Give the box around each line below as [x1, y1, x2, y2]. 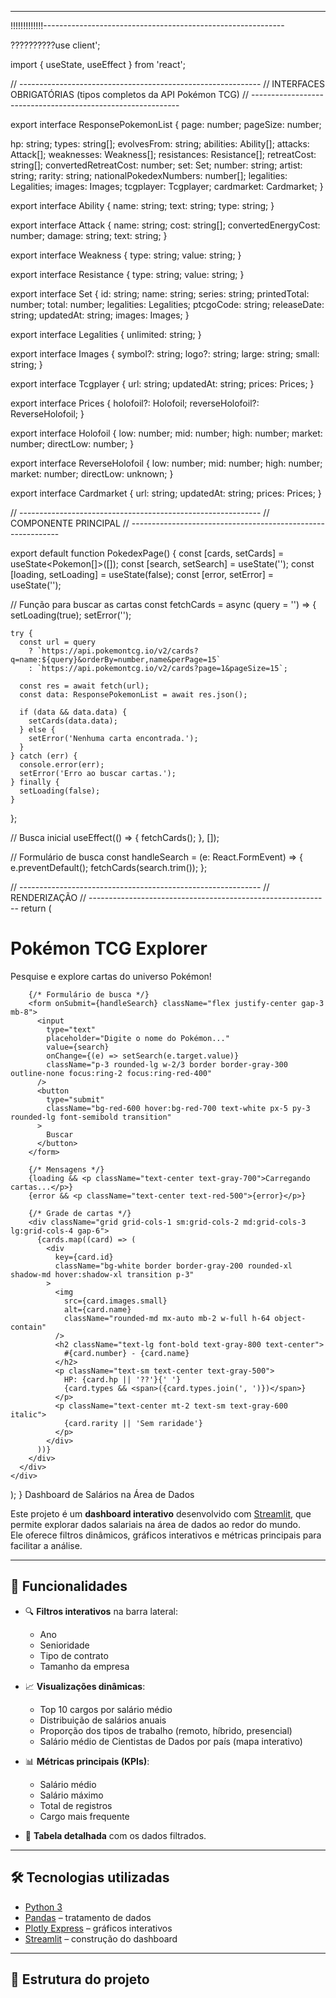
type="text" [46, 1024, 97, 1035]
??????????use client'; [10, 39, 101, 51]
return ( [20, 902, 52, 914]
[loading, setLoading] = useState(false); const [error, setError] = [10, 569, 275, 580]
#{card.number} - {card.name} [63, 1348, 190, 1358]
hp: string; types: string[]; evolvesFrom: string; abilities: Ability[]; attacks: [10, 138, 310, 150]
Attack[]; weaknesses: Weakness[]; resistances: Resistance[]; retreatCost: [10, 149, 317, 160]
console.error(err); [19, 760, 105, 770]
